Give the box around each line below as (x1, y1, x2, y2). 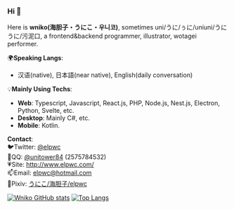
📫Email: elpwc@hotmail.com (7, 168, 92, 177)
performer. (7, 40, 39, 48)
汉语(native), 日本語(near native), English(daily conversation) (17, 71, 193, 79)
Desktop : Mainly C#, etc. (17, 114, 90, 122)
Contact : (7, 135, 34, 143)
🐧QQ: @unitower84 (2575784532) (7, 153, 107, 161)
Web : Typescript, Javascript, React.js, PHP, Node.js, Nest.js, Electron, (17, 99, 220, 107)
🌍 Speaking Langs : (7, 54, 64, 62)
